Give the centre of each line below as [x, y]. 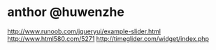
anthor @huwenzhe [66, 12]
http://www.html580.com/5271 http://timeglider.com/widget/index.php [108, 38]
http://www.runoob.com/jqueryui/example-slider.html [84, 31]
